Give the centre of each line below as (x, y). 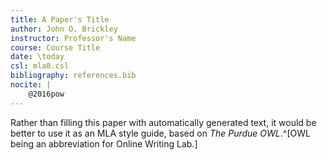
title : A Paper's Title (60, 19)
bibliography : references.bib (73, 76)
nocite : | (31, 85)
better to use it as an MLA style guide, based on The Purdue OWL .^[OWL (160, 133)
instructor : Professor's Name (73, 38)
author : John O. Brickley (64, 29)
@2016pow (46, 94)
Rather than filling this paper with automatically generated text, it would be (163, 122)
